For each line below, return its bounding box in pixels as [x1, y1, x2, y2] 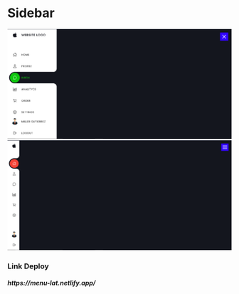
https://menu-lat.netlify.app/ [7, 279, 96, 288]
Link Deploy [7, 261, 50, 271]
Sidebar [7, 5, 55, 21]
